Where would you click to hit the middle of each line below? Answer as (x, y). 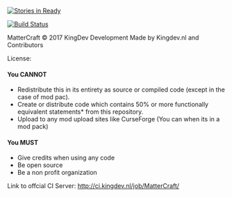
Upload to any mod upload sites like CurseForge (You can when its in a (118, 119)
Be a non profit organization (57, 173)
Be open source (40, 165)
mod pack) (33, 127)
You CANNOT (27, 74)
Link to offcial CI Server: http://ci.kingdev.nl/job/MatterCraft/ (93, 186)
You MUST (23, 142)
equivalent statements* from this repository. (80, 112)
